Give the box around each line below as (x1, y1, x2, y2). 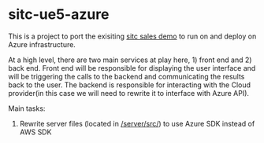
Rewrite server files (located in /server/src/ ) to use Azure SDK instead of (19, 119, 255, 128)
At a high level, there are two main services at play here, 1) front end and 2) (8, 55, 252, 64)
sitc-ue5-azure (8, 5, 110, 24)
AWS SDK (19, 127, 52, 137)
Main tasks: (8, 104, 46, 113)
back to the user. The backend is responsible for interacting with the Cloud (8, 80, 251, 90)
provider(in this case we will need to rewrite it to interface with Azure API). (8, 88, 250, 97)
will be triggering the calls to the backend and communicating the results (8, 71, 245, 81)
